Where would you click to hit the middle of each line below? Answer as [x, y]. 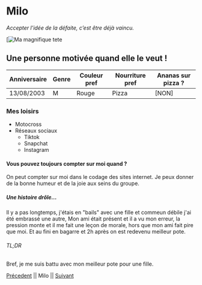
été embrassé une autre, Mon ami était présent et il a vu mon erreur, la [93, 219]
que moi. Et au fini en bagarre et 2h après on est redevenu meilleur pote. [96, 232]
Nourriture [130, 75]
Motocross [28, 124]
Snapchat [36, 143]
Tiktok [32, 137]
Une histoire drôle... [32, 197]
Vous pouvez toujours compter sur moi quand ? [67, 163]
